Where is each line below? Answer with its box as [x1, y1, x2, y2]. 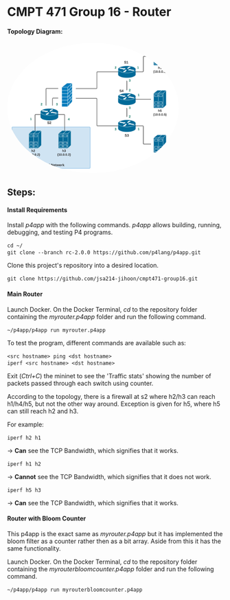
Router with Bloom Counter [7, 514, 87, 522]
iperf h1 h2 [7, 461, 41, 468]
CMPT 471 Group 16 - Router [7, 4, 172, 20]
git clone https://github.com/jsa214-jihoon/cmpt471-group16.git [7, 275, 198, 282]
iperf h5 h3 [7, 487, 41, 494]
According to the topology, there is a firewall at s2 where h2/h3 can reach [7, 392, 216, 400]
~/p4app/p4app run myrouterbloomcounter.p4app [7, 586, 143, 593]
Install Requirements [7, 205, 67, 214]
